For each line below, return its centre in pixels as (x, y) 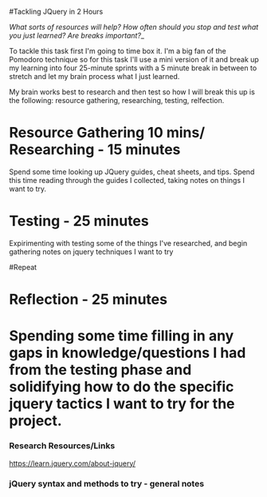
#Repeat (23, 267)
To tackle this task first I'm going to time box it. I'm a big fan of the (118, 51)
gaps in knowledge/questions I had (128, 353)
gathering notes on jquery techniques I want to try (91, 252)
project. (35, 421)
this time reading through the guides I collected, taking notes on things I (127, 180)
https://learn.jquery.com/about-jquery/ (73, 463)
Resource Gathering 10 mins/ (107, 133)
